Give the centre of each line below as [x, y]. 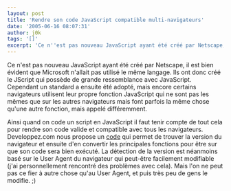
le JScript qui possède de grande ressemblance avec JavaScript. [99, 79]
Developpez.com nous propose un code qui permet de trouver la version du [114, 137]
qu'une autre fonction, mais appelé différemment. [77, 109]
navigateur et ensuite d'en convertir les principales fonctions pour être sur [112, 144]
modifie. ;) [22, 180]
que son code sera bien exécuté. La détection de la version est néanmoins [112, 151]
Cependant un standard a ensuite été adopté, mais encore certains [102, 87]
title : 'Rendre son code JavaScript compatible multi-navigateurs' [106, 20]
